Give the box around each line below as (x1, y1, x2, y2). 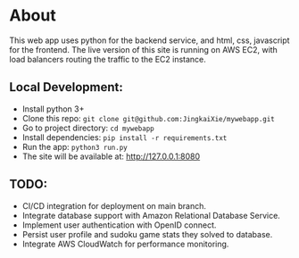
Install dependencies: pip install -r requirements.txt (21, 131, 228, 143)
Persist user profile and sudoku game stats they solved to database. (21, 229, 273, 239)
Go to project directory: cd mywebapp (21, 122, 154, 133)
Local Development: (9, 79, 123, 95)
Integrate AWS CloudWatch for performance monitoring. (21, 238, 229, 249)
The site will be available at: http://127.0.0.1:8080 (21, 151, 201, 162)
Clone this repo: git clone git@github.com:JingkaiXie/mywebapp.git (21, 112, 275, 123)
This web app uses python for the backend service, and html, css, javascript (9, 35, 290, 46)
